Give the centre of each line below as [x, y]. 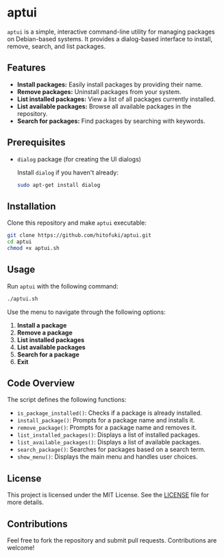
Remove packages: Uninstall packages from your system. [99, 91]
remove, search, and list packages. [57, 46]
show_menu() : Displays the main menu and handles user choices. [107, 457]
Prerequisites [36, 143]
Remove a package [45, 332]
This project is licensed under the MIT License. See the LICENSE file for [108, 495]
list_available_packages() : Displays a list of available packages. [109, 442]
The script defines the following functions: [67, 400]
